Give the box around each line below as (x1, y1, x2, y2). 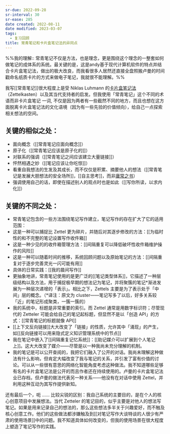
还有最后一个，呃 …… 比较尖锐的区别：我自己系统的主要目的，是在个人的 (5, 392, 158, 398)
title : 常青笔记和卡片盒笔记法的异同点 (5, 41, 78, 46)
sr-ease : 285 (5, 17, 33, 22)
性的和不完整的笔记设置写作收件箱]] (12, 235, 88, 241)
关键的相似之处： (5, 126, 59, 135)
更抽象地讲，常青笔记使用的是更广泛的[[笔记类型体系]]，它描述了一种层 (12, 273, 161, 279)
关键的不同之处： (5, 202, 59, 210)
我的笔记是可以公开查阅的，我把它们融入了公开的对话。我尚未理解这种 (12, 349, 159, 355)
